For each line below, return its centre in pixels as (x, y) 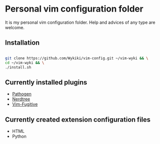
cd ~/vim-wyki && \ (25, 63)
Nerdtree (21, 99)
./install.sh (18, 67)
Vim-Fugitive (25, 104)
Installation (22, 43)
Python (19, 136)
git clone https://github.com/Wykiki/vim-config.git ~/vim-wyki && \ (77, 58)
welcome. (15, 27)
